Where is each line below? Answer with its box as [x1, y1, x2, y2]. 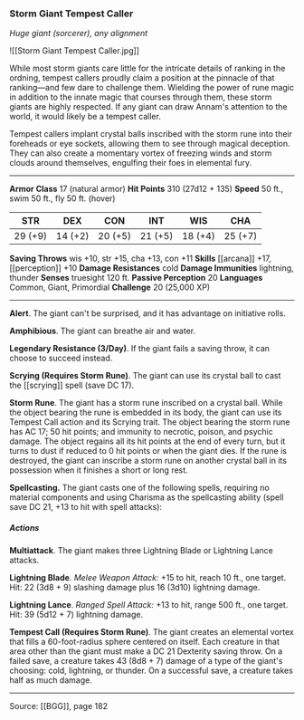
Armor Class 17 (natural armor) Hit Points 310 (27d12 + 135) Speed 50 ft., [9, 184, 284, 195]
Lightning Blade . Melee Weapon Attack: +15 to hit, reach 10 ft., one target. [9, 572, 287, 583]
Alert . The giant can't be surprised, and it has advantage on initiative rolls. [9, 308, 287, 319]
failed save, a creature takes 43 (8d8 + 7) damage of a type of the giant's [9, 656, 283, 667]
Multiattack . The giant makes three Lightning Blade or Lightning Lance [9, 545, 273, 556]
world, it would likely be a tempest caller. [9, 111, 161, 122]
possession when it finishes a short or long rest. [9, 465, 188, 475]
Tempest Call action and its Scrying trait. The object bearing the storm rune [9, 417, 290, 427]
